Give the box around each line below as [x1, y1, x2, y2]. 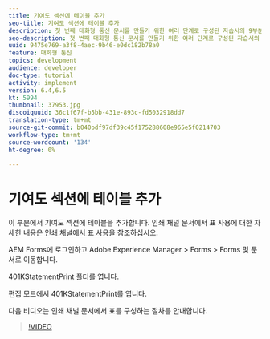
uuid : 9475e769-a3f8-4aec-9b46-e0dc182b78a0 [8, 42, 160, 50]
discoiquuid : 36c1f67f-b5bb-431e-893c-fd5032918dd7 [8, 109, 185, 117]
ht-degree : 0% [8, 146, 56, 154]
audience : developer [8, 64, 78, 72]
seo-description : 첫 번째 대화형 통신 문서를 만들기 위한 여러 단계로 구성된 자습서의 [8, 34, 260, 42]
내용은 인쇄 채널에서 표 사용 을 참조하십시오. [22, 228, 159, 237]
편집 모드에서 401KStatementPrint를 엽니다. [8, 289, 147, 299]
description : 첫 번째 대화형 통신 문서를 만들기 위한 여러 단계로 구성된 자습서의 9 [8, 26, 253, 34]
